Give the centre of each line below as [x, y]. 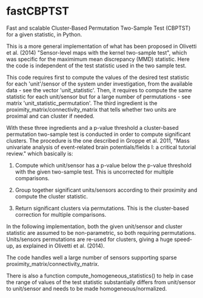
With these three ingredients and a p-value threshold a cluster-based [92, 127]
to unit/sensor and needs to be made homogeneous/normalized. [87, 288]
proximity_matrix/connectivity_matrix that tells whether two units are [92, 109]
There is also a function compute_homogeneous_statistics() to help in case [100, 276]
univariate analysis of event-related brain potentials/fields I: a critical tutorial [101, 147]
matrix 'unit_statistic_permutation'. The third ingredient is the [82, 103]
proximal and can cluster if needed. [51, 116]
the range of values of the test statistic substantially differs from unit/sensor [101, 282]
